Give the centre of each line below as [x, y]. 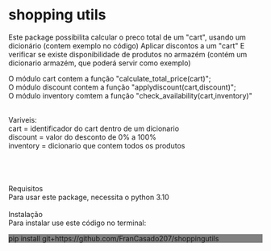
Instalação [25, 214]
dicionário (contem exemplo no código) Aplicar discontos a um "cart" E [127, 45]
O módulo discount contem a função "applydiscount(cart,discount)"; [122, 87]
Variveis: [23, 119]
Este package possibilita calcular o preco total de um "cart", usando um [127, 37]
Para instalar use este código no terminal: [77, 223]
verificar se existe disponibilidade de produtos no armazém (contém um [128, 54]
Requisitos [26, 188]
